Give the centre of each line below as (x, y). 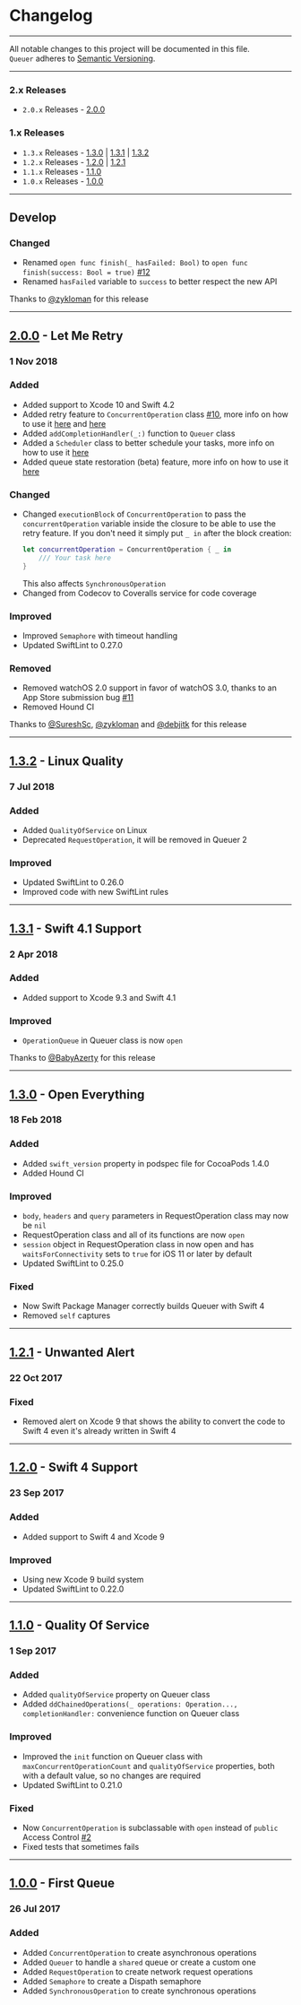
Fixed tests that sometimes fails (81, 1847)
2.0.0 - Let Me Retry (66, 336)
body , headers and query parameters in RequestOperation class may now (155, 1216)
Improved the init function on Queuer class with (112, 1756)
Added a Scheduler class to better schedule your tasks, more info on (148, 443)
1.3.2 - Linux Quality (66, 761)
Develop (33, 217)
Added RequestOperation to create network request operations (138, 1971)
